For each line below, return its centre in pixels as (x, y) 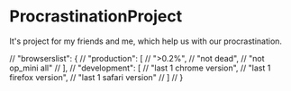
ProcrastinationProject (96, 17)
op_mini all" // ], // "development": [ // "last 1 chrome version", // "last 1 (140, 68)
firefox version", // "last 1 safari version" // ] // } (96, 77)
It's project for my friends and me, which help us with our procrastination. (145, 41)
